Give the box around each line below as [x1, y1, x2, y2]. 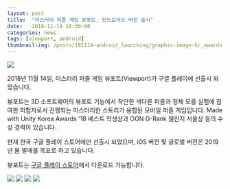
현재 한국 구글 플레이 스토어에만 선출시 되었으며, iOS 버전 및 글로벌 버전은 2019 [7, 138, 219, 146]
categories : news [7, 29, 57, 36]
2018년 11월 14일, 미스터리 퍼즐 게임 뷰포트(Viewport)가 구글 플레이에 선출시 [7, 75, 212, 82]
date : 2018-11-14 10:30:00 [7, 23, 91, 29]
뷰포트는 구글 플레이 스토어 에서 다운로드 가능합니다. [7, 161, 145, 168]
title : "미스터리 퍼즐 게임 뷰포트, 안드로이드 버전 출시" [7, 16, 154, 23]
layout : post [7, 10, 45, 17]
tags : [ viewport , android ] [7, 36, 84, 42]
